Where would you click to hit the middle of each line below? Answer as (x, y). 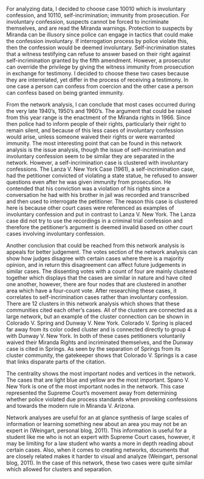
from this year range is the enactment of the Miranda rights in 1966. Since (98, 117)
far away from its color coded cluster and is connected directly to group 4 (99, 329)
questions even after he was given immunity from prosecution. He (89, 182)
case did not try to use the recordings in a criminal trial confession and (95, 221)
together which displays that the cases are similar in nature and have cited (99, 278)
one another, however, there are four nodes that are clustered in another (97, 284)
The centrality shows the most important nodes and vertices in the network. (101, 374)
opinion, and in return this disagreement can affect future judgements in (96, 265)
